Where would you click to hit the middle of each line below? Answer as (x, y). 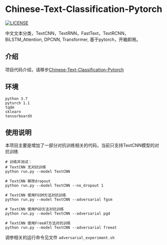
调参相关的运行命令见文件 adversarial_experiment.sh (60, 238)
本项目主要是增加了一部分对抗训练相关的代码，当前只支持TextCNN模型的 (80, 145)
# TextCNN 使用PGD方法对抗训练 (35, 209)
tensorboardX (19, 116)
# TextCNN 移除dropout (28, 181)
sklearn (13, 112)
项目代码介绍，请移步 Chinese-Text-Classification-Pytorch (65, 69)
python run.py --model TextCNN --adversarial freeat (61, 228)
